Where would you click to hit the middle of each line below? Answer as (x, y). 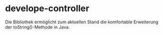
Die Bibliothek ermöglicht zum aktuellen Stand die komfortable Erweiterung (82, 22)
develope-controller (47, 9)
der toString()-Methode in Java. (38, 27)
